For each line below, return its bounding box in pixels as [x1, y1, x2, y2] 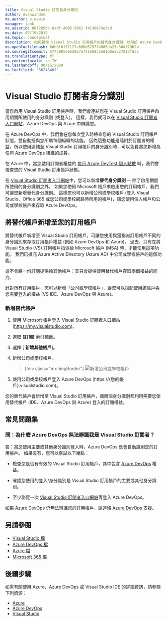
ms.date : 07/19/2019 [5, 30, 48, 35]
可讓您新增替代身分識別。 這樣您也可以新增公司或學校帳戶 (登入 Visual [5, 190, 149, 196]
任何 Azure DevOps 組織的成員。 [5, 150, 73, 156]
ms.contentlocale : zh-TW [5, 58, 57, 63]
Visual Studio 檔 [12, 535, 45, 541]
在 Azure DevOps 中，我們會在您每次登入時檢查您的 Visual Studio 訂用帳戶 [5, 131, 158, 137]
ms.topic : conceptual [5, 35, 50, 40]
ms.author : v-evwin [5, 16, 46, 21]
